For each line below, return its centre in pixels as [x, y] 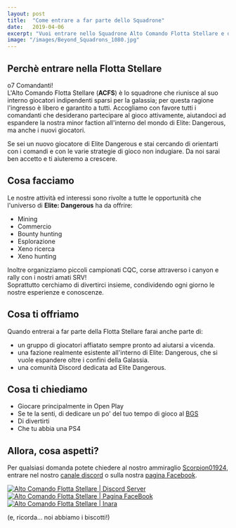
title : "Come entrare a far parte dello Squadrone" [86, 20]
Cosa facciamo [41, 181]
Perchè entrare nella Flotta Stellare [85, 69]
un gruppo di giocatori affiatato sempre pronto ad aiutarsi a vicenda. [116, 345]
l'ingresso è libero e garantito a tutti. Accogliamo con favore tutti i [102, 108]
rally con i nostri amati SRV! [47, 277]
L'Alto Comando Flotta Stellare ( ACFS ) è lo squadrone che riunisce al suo [113, 93]
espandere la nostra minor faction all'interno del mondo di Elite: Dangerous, [117, 122]
